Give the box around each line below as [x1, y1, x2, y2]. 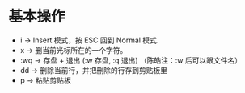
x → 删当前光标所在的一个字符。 [19, 45, 128, 55]
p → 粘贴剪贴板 [19, 75, 71, 85]
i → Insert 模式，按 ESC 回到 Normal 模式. [19, 35, 159, 45]
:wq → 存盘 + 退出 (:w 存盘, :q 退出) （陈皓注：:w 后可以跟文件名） [19, 55, 243, 65]
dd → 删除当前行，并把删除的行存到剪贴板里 [19, 65, 168, 75]
